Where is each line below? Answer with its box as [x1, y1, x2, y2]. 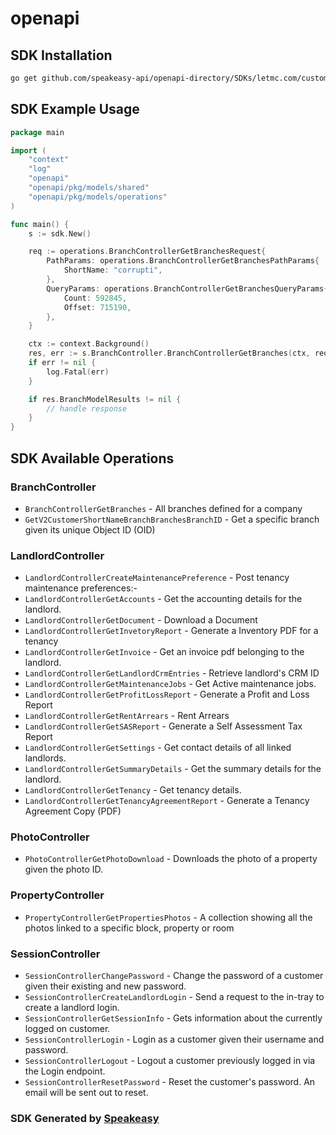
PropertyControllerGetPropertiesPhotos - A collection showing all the [24, 911, 313, 923]
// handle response [46, 403, 128, 414]
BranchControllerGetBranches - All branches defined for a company [24, 502, 303, 514]
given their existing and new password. [24, 980, 187, 992]
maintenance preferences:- [24, 582, 138, 594]
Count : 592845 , [63, 293, 128, 303]
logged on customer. [24, 1023, 111, 1035]
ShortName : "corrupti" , [63, 265, 163, 276]
